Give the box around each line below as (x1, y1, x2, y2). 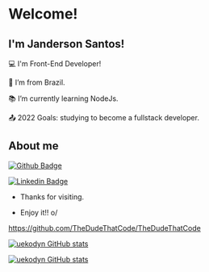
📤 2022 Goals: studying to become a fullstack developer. (8, 113, 200, 122)
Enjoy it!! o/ (19, 207, 58, 217)
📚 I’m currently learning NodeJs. (8, 94, 119, 103)
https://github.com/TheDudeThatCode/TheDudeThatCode (8, 223, 202, 232)
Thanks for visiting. (19, 191, 85, 202)
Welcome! (8, 5, 78, 23)
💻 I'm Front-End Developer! (8, 59, 102, 69)
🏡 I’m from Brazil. (8, 77, 66, 87)
